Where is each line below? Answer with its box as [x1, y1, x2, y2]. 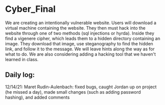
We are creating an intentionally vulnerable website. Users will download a [5, 20, 157, 26]
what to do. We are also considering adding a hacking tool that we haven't [5, 51, 156, 57]
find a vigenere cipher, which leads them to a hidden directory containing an [5, 35, 161, 41]
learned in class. [5, 56, 39, 62]
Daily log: [5, 70, 35, 79]
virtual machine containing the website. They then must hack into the [5, 25, 146, 31]
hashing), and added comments [5, 94, 70, 100]
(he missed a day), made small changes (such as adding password [5, 89, 141, 95]
